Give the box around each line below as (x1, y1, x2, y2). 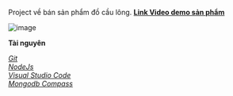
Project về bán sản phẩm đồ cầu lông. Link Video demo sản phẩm (8, 8, 225, 17)
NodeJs (8, 62, 34, 71)
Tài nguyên (8, 38, 46, 48)
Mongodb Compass (8, 79, 74, 88)
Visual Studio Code (8, 71, 71, 79)
